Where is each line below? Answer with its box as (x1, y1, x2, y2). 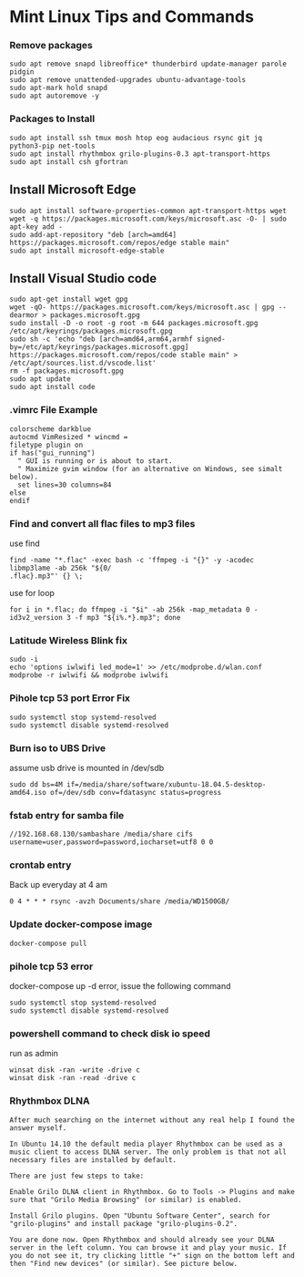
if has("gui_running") (9, 448, 96, 458)
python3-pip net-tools (9, 141, 96, 150)
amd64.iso (9, 788, 47, 797)
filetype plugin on (9, 440, 84, 449)
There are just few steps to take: (9, 1171, 145, 1180)
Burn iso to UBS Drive (9, 741, 106, 754)
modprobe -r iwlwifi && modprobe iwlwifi (9, 671, 169, 680)
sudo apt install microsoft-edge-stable (9, 246, 166, 255)
